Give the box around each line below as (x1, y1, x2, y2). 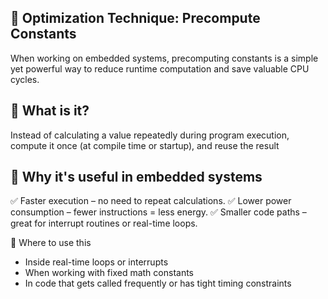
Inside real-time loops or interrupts (24, 256, 169, 268)
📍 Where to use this (10, 237, 92, 249)
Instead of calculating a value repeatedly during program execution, (10, 129, 290, 141)
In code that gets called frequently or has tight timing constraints (24, 277, 292, 290)
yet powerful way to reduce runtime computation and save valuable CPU (10, 62, 310, 75)
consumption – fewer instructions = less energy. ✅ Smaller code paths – (10, 206, 307, 218)
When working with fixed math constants (24, 267, 195, 279)
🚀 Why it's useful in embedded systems (10, 169, 263, 186)
